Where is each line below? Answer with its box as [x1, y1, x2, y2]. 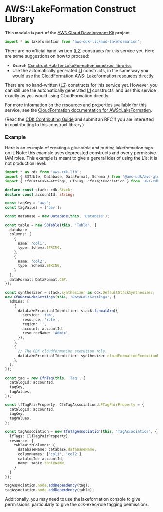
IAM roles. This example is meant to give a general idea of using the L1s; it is [5, 155, 158, 161]
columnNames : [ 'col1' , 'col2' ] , [17, 452, 83, 457]
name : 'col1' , [17, 241, 47, 246]
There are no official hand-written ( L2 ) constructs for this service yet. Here [5, 48, 155, 54]
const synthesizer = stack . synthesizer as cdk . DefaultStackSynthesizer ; [5, 290, 155, 295]
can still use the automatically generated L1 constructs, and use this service [5, 87, 156, 93]
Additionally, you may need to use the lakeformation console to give [5, 496, 141, 502]
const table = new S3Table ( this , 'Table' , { [5, 223, 97, 228]
